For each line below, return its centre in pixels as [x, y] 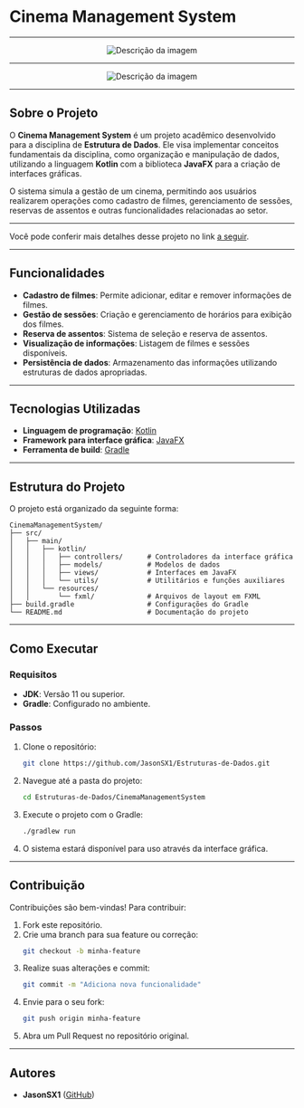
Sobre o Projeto [54, 114]
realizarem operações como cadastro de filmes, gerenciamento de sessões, [151, 200]
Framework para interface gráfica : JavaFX [103, 440]
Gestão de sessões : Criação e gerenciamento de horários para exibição [157, 314]
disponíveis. [45, 353]
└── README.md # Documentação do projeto [129, 613]
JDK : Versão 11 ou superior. [74, 693]
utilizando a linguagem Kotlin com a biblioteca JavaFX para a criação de [145, 164]
